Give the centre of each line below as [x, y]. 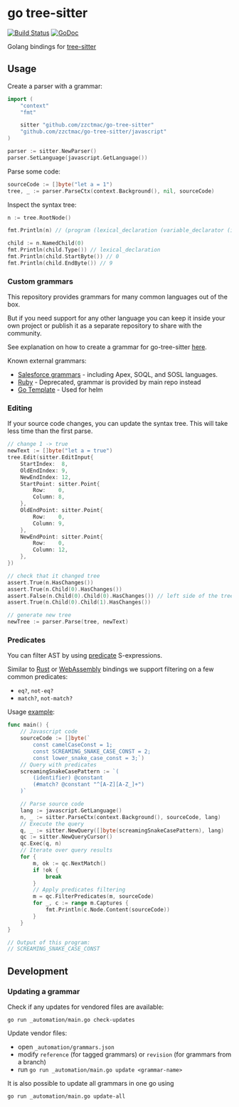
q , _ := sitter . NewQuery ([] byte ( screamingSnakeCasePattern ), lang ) [122, 830]
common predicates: [38, 677]
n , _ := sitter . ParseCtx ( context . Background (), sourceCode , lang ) [121, 817]
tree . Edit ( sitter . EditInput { [51, 458]
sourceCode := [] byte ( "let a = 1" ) [60, 184]
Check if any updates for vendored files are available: [86, 1007]
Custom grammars [40, 281]
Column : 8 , [49, 497]
